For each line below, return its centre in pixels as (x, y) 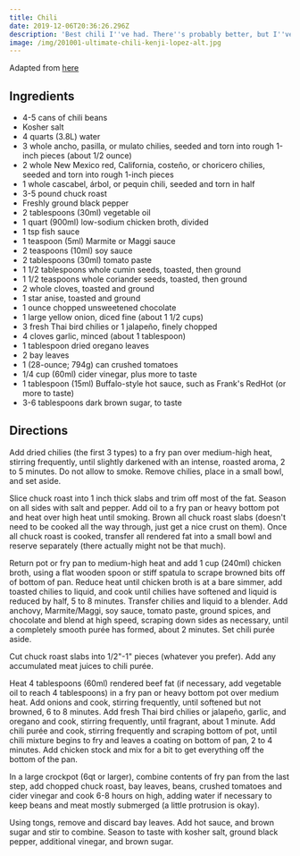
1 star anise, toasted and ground (81, 298)
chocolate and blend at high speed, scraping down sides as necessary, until (149, 620)
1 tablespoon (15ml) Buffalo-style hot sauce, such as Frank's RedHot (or (154, 384)
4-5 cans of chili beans (65, 118)
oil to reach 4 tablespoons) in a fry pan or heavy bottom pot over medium (144, 692)
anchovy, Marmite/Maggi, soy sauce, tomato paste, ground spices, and (140, 610)
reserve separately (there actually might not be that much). (117, 546)
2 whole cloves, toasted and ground (88, 289)
